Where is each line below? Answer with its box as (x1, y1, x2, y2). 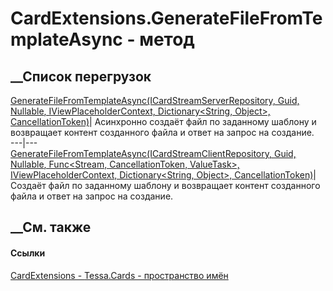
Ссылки (10, 247, 46, 259)
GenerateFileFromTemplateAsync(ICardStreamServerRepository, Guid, (10, 95, 300, 106)
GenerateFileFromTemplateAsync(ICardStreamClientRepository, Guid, (10, 148, 297, 159)
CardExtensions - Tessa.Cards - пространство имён (10, 269, 229, 281)
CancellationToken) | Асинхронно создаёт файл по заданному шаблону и (10, 116, 317, 127)
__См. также (10, 219, 92, 236)
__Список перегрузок (10, 68, 152, 85)
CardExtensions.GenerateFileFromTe (10, 7, 323, 30)
